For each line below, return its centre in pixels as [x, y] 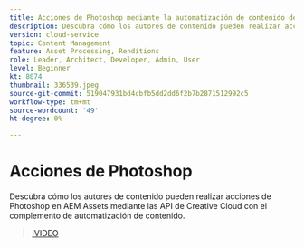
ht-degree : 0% [36, 119]
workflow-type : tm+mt [50, 102]
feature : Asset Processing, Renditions [85, 52]
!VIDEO [45, 233]
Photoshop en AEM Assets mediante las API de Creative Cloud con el [138, 206]
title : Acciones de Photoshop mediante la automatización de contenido [147, 18]
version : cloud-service [54, 34]
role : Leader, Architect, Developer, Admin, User [105, 60]
